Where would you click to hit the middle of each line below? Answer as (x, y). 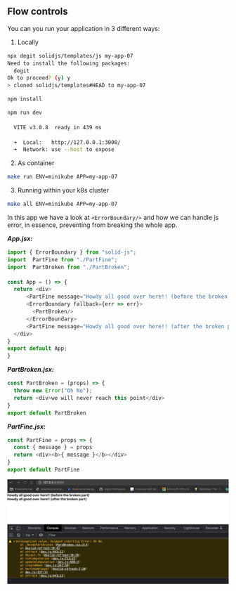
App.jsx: (20, 239)
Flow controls (38, 12)
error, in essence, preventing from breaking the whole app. (92, 225)
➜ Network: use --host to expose (64, 150)
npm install (25, 99)
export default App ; (38, 349)
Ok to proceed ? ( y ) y (39, 78)
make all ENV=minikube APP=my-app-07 (63, 204)
